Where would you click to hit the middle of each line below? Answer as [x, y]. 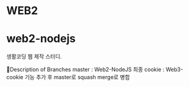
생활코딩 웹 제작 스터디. [34, 56]
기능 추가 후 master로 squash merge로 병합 [77, 77]
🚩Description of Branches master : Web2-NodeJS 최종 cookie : [86, 70]
